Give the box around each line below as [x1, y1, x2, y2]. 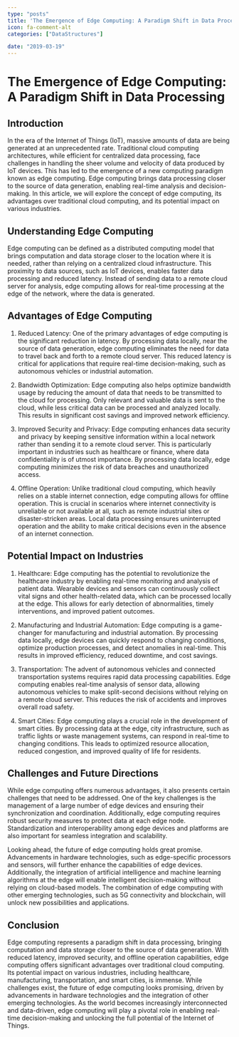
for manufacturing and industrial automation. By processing [43, 628, 218, 636]
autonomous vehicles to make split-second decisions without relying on [17, 687, 228, 696]
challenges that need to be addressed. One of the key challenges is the [7, 794, 216, 803]
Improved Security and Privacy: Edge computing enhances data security [17, 425, 230, 433]
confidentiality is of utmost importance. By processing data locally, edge [17, 455, 230, 463]
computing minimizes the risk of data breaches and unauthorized [17, 463, 209, 471]
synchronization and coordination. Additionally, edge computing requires [7, 809, 221, 817]
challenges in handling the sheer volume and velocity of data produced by [7, 159, 225, 167]
